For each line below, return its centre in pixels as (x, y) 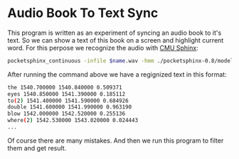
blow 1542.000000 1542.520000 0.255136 (67, 114)
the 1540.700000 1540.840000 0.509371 (65, 87)
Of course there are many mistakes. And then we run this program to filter (116, 141)
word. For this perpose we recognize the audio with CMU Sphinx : (103, 48)
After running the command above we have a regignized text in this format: (117, 74)
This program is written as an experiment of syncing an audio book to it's (115, 33)
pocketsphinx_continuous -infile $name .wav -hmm (81, 61)
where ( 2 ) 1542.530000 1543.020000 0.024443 (73, 121)
